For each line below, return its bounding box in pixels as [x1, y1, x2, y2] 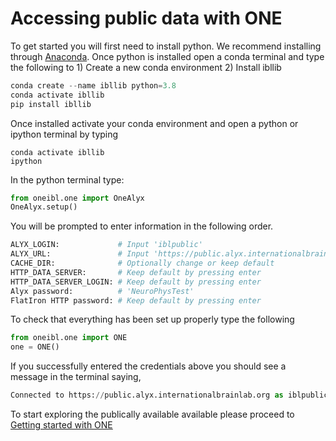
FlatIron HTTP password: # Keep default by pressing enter [10, 295, 262, 306]
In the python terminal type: [10, 173, 125, 186]
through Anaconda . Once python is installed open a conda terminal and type [10, 50, 325, 62]
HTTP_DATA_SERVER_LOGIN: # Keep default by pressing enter [10, 277, 262, 287]
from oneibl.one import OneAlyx [10, 193, 145, 203]
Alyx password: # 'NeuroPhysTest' [10, 286, 195, 296]
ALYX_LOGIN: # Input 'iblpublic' [10, 240, 203, 250]
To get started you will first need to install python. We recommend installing [10, 40, 322, 52]
